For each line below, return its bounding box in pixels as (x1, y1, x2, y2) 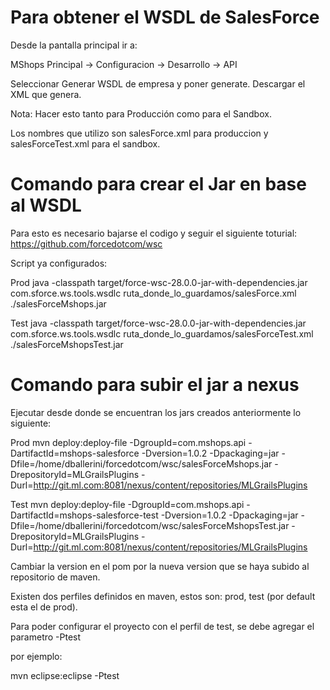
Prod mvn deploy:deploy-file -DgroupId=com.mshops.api (10, 436, 247, 448)
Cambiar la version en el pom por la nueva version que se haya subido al (10, 560, 310, 572)
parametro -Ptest (10, 631, 82, 643)
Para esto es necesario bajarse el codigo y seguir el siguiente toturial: (10, 227, 298, 239)
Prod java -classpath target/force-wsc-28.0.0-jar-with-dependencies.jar (10, 276, 308, 288)
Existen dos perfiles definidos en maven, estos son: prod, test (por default (10, 590, 316, 602)
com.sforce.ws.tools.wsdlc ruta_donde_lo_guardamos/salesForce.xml (10, 287, 297, 299)
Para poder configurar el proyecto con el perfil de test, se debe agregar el (10, 620, 315, 632)
